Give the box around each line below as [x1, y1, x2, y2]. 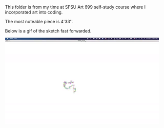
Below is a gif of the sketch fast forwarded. [5, 28, 92, 33]
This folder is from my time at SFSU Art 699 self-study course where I [5, 4, 145, 10]
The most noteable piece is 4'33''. [5, 19, 74, 24]
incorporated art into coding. [5, 9, 63, 15]
